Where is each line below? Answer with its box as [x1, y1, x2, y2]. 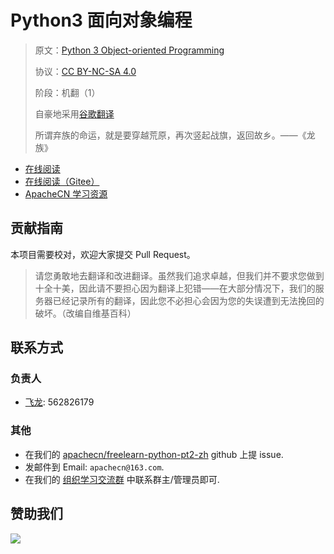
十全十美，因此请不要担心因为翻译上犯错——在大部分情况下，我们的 [34, 282, 316, 294]
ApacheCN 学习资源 [24, 187, 108, 200]
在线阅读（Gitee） [24, 175, 100, 187]
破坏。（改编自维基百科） [34, 307, 137, 319]
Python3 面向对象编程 [10, 9, 193, 32]
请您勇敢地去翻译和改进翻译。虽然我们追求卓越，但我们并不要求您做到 [34, 269, 325, 281]
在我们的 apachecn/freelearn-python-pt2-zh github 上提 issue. [24, 448, 284, 460]
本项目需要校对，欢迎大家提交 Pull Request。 [10, 248, 196, 260]
